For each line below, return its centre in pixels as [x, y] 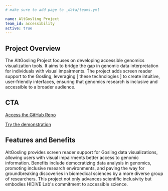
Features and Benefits [40, 140]
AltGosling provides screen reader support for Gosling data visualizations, [81, 152]
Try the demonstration [28, 124]
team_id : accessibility [30, 23]
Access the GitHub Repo [31, 114]
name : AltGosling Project [32, 19]
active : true [19, 28]
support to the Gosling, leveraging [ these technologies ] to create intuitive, [83, 76]
